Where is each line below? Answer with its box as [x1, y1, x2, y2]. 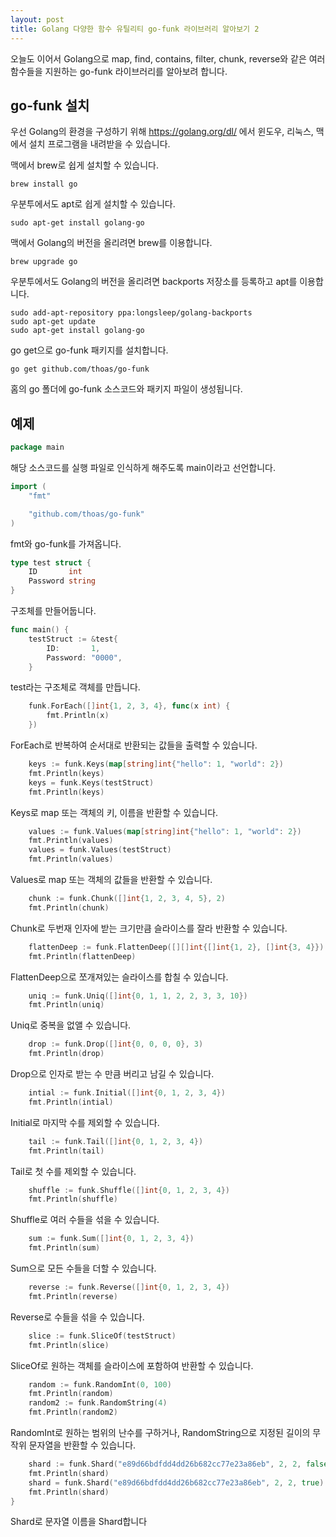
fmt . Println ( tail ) [28, 1146, 105, 1156]
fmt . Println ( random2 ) [28, 1407, 118, 1418]
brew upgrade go [10, 257, 78, 267]
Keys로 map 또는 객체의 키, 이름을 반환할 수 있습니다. [10, 806, 219, 818]
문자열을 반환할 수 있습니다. [28, 1439, 137, 1451]
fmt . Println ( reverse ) [28, 1291, 118, 1301]
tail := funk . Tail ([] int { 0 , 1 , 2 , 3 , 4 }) [28, 1136, 204, 1146]
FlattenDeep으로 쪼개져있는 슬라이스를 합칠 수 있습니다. [10, 971, 229, 983]
